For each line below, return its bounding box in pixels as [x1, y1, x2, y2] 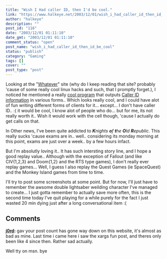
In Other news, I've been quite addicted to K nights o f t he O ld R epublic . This [5, 128, 160, 133]
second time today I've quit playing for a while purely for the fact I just [5, 195, 149, 201]
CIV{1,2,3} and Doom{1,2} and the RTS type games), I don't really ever [5, 159, 149, 164]
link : [5, 12, 17, 17]
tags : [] [5, 58, 24, 63]
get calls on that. [5, 118, 40, 124]
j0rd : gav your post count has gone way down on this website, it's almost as [5, 228, 162, 234]
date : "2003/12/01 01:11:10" [5, 30, 66, 35]
